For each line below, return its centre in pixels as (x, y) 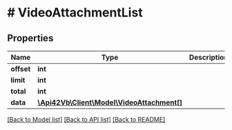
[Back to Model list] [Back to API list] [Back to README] (86, 119)
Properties (30, 38)
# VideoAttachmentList (75, 13)
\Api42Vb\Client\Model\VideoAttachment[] (110, 102)
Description (209, 57)
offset (21, 69)
